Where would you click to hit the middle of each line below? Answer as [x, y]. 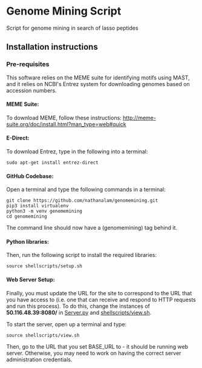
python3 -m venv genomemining [44, 211]
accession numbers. [32, 90]
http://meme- [139, 118]
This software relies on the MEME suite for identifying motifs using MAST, [98, 78]
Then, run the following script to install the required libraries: [82, 255]
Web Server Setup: [31, 279]
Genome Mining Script [64, 11]
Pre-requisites [28, 64]
